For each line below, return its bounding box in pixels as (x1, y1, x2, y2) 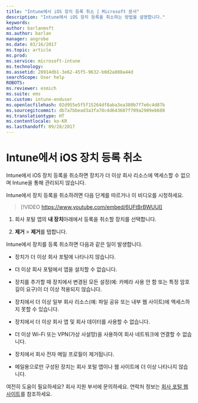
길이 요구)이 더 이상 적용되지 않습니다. (14, 286, 102, 293)
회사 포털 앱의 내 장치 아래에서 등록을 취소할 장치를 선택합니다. (14, 215, 157, 222)
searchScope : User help (6, 74, 65, 80)
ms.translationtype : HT (6, 113, 65, 119)
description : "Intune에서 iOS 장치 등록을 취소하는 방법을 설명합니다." (6, 14, 165, 20)
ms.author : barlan (6, 31, 51, 37)
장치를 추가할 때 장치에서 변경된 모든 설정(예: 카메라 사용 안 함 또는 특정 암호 (14, 278, 190, 285)
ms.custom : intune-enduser (6, 96, 73, 102)
